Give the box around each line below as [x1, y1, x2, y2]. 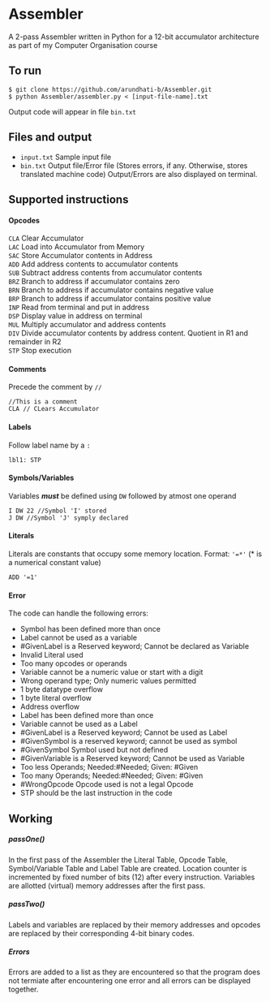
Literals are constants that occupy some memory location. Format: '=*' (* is [8, 549, 262, 559]
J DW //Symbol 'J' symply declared [8, 513, 129, 522]
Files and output [8, 131, 92, 145]
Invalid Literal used [19, 650, 84, 660]
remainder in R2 [8, 337, 62, 347]
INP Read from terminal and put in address [8, 302, 150, 313]
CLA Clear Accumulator [8, 233, 84, 244]
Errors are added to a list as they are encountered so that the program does [8, 967, 261, 977]
